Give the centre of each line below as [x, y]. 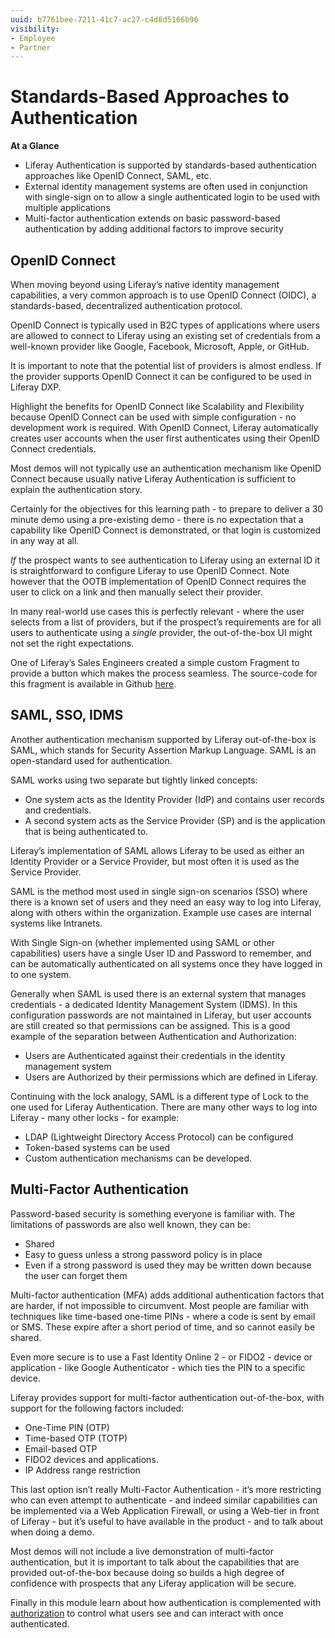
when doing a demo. [52, 1532]
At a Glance [35, 146]
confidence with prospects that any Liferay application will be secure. [153, 1583]
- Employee [33, 38]
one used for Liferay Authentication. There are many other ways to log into [164, 1107]
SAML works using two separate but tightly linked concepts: [134, 780]
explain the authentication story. [76, 489]
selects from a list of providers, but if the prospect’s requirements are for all [166, 622]
